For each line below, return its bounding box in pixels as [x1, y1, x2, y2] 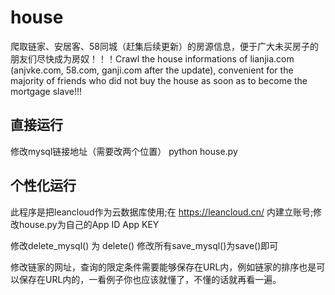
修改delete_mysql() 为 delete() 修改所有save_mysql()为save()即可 [10, 239, 279, 251]
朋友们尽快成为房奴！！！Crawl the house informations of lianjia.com [10, 52, 295, 65]
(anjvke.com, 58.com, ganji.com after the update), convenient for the [10, 64, 294, 76]
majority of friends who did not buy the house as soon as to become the [10, 74, 308, 86]
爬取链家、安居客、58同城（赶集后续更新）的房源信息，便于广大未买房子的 [10, 40, 319, 52]
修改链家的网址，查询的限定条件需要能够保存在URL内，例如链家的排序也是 [10, 261, 317, 273]
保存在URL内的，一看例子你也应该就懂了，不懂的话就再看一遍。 [18, 273, 282, 285]
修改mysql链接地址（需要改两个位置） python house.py [10, 145, 238, 157]
